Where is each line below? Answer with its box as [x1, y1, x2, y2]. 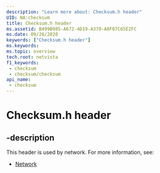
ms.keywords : [6, 43, 39, 49]
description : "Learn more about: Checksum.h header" [6, 8, 142, 15]
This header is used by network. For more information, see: [6, 149, 155, 155]
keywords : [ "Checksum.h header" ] [6, 37, 91, 43]
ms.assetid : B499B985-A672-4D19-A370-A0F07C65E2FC [6, 25, 137, 32]
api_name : [6, 76, 32, 83]
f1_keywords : [6, 59, 39, 66]
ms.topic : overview [6, 49, 56, 55]
